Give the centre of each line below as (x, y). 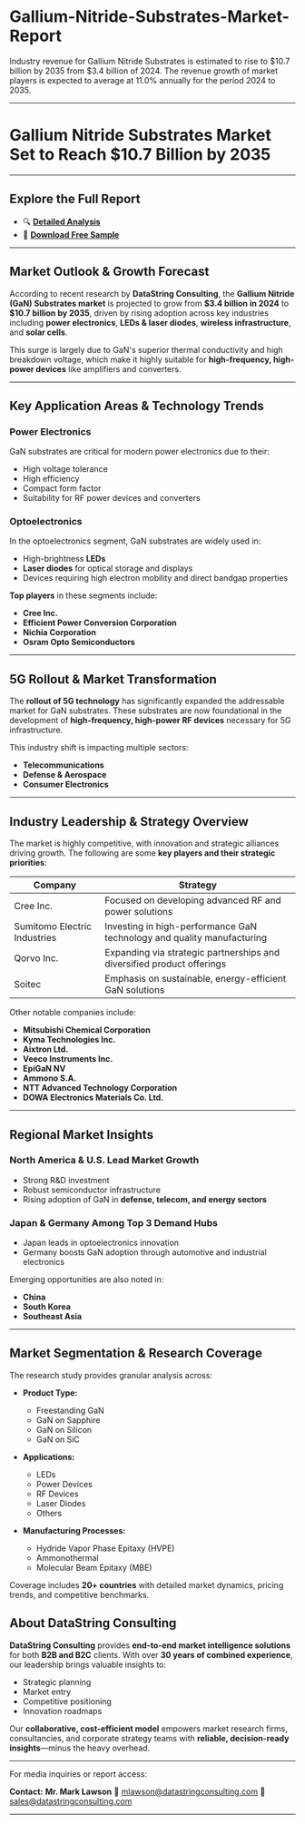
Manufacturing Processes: (74, 1530)
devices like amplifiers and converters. (108, 368)
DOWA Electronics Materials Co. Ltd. (93, 1098)
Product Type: (50, 1393)
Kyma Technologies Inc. (69, 1040)
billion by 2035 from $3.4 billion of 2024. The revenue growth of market (144, 71)
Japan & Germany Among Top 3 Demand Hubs (113, 1222)
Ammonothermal (67, 1557)
